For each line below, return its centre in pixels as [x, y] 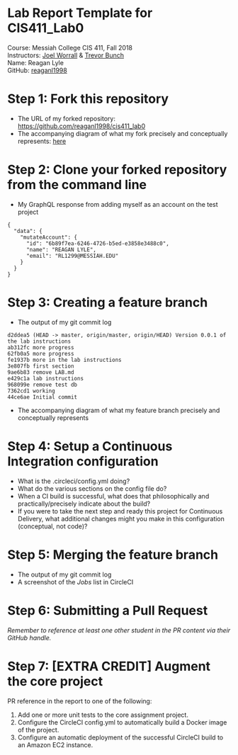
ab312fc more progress [41, 347]
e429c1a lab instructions [45, 378]
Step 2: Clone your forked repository [117, 170]
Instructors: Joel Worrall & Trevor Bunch [66, 55]
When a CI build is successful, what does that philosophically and [113, 496]
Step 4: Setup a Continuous [90, 446]
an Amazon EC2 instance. [55, 744]
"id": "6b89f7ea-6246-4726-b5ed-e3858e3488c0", [98, 243]
